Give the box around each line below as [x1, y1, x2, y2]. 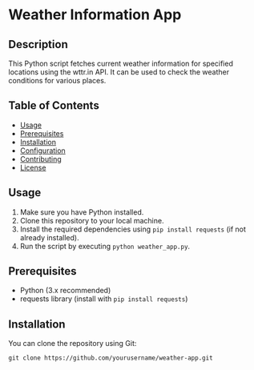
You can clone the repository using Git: [8, 339, 137, 348]
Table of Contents [8, 99, 100, 113]
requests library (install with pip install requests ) [19, 294, 188, 304]
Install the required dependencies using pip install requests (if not [19, 224, 247, 234]
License [19, 163, 46, 172]
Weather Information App [8, 6, 182, 24]
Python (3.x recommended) [19, 286, 111, 296]
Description [8, 38, 68, 51]
